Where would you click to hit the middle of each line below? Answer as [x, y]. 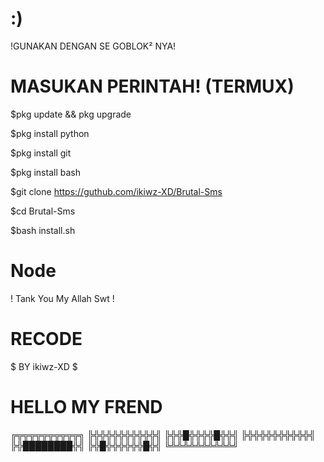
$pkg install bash [45, 172]
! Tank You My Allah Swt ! [62, 298]
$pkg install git [41, 153]
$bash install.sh [43, 230]
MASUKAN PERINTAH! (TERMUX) [152, 86]
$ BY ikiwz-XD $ [44, 366]
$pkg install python [50, 133]
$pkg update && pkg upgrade [71, 114]
